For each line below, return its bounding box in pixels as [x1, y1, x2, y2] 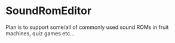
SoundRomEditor [5, 4, 92, 18]
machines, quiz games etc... [5, 29, 75, 37]
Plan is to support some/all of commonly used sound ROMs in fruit [5, 24, 169, 31]
